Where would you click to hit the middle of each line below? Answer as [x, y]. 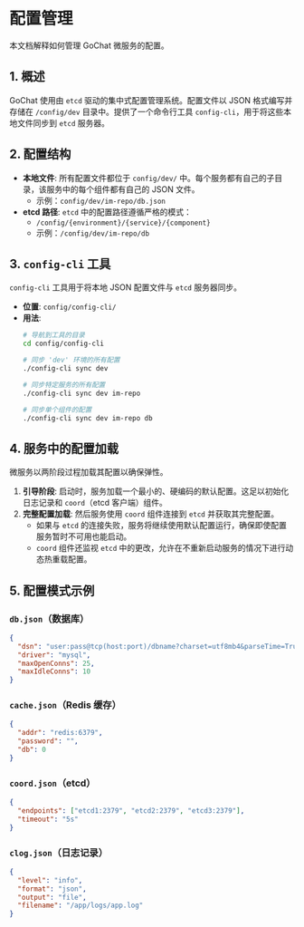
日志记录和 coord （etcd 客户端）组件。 [95, 503]
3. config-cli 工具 [60, 264]
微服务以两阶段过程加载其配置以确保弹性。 [89, 472]
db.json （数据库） [49, 619]
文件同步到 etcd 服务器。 [63, 122]
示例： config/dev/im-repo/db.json [100, 200]
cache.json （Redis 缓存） [66, 705]
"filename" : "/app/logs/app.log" [81, 906]
